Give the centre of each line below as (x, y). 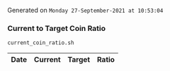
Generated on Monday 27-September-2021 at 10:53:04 (85, 10)
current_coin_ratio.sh (41, 43)
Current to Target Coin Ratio (57, 28)
